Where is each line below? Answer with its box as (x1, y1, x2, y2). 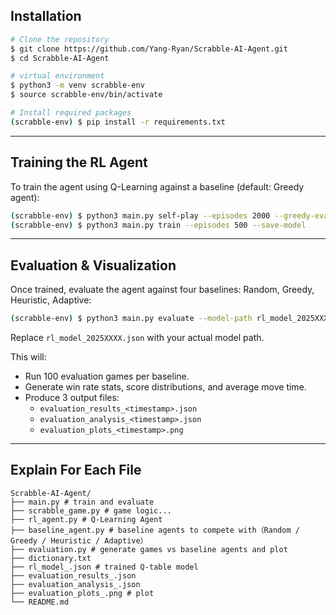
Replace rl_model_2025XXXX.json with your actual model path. (10, 332, 265, 344)
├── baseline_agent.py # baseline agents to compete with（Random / (10, 525, 300, 535)
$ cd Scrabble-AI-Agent (10, 53, 110, 63)
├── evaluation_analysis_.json (10, 579, 141, 589)
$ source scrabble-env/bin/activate (10, 90, 163, 100)
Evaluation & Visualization (10, 257, 177, 274)
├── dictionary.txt (10, 553, 92, 563)
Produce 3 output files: (24, 392, 120, 404)
